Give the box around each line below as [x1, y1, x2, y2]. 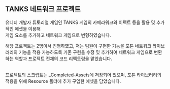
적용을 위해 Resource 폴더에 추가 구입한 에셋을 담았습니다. [5, 78, 121, 84]
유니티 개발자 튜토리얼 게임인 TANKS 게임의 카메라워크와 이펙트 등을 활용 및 [5, 19, 156, 25]
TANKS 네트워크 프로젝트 [5, 5, 81, 14]
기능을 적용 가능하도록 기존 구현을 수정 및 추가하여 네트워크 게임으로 [18, 49, 153, 55]
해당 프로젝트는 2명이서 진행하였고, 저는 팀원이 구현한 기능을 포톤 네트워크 [5, 43, 152, 49]
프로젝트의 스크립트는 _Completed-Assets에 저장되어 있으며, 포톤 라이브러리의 [5, 72, 161, 78]
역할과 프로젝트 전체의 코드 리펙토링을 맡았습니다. [14, 55, 113, 62]
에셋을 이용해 [14, 25, 41, 32]
